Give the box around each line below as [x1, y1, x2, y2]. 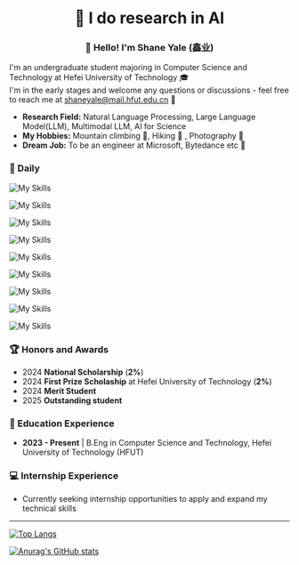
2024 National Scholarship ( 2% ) [21, 367, 144, 377]
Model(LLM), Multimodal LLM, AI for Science [21, 121, 187, 132]
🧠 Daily [9, 162, 40, 174]
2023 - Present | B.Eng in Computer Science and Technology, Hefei [21, 438, 272, 448]
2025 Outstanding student [21, 395, 123, 406]
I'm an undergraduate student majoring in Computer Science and [9, 62, 247, 73]
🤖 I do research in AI [74, 8, 225, 28]
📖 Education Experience [9, 417, 115, 430]
